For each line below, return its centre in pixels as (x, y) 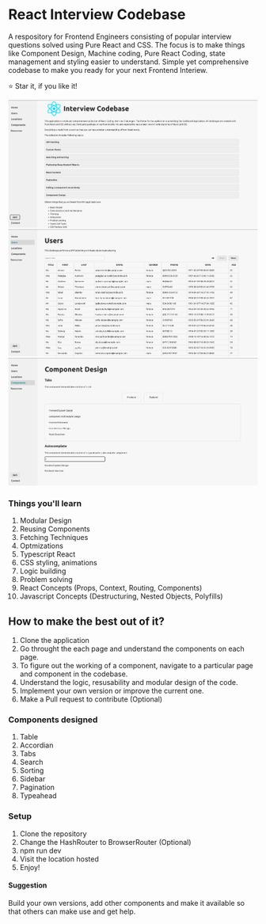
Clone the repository (53, 834)
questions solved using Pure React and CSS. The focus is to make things (127, 44)
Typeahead (38, 796)
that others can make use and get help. (72, 911)
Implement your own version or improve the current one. (112, 691)
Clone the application (54, 641)
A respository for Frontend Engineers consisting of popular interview (120, 36)
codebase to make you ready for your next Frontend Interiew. (108, 70)
